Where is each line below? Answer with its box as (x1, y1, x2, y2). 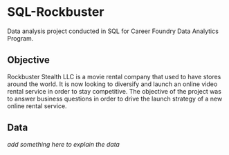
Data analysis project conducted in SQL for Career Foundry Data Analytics (7, 27, 219, 35)
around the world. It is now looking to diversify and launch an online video (7, 80, 218, 88)
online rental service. (7, 101, 67, 110)
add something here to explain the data (7, 140, 120, 148)
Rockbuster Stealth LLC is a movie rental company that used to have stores (7, 72, 221, 81)
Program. (7, 34, 34, 42)
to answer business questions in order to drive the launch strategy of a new (7, 94, 223, 103)
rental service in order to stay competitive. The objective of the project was (7, 87, 221, 95)
